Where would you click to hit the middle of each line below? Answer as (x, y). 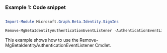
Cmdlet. (103, 45)
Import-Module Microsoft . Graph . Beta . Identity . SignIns (62, 22)
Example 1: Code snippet (36, 7)
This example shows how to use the (42, 40)
